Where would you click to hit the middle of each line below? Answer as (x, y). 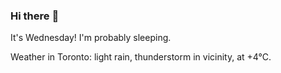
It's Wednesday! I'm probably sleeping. (91, 38)
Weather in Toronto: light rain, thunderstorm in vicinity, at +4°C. (141, 57)
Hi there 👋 (35, 16)
